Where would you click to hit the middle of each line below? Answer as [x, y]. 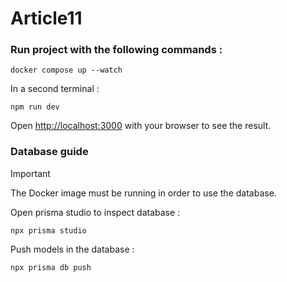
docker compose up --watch [66, 70]
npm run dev [35, 107]
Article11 [46, 18]
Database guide [49, 152]
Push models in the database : [72, 249]
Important [30, 173]
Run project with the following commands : [116, 50]
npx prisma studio [48, 230]
